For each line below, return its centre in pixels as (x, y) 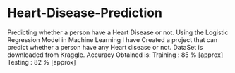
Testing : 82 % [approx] (42, 62)
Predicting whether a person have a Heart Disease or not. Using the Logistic (118, 32)
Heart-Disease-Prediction (85, 13)
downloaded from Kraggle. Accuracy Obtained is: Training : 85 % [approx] (115, 55)
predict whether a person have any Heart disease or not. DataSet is (105, 47)
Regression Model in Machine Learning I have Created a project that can (113, 39)
